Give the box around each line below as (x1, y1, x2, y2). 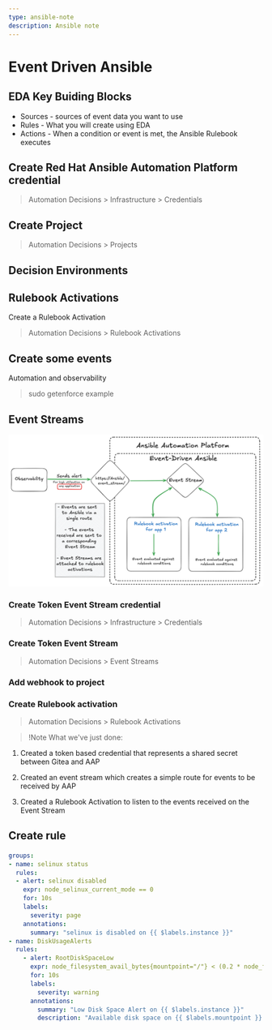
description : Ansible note (8, 21, 100, 30)
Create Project (8, 218, 83, 232)
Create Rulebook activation (8, 698, 118, 710)
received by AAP (19, 781, 77, 791)
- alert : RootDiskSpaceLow (23, 954, 114, 963)
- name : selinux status (8, 860, 89, 868)
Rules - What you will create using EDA (19, 120, 151, 130)
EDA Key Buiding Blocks (8, 90, 132, 104)
